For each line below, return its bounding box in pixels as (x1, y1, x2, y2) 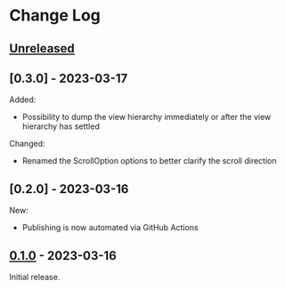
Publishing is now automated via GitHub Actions (21, 222, 199, 233)
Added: (9, 94, 37, 105)
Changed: (9, 139, 45, 149)
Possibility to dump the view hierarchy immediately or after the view (21, 112, 272, 123)
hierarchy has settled (21, 121, 100, 132)
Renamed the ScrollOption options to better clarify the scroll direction (21, 156, 277, 166)
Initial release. (9, 272, 61, 283)
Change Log (9, 5, 101, 26)
